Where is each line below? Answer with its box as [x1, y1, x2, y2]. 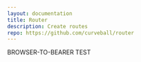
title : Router [7, 17, 48, 23]
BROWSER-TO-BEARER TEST [7, 48, 91, 56]
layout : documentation [7, 10, 73, 17]
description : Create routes [7, 23, 88, 30]
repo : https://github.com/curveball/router [7, 29, 135, 37]
